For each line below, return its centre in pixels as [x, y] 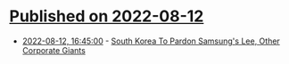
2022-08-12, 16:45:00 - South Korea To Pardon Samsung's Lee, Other [151, 41]
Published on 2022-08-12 [107, 16]
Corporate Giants [54, 50]
